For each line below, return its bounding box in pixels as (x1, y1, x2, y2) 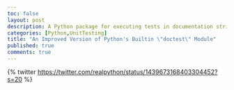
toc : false (7, 10, 39, 17)
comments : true (7, 49, 52, 56)
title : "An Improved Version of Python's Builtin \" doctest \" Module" (7, 36, 217, 43)
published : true (7, 42, 54, 49)
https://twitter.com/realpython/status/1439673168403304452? (37, 67, 218, 76)
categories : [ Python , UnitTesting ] (7, 29, 108, 37)
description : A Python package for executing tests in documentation (7, 23, 214, 30)
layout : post (7, 17, 45, 24)
